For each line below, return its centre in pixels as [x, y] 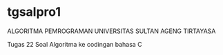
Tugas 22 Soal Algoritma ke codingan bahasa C [75, 44]
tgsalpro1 [34, 12]
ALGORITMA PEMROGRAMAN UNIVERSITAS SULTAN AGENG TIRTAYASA [111, 31]
